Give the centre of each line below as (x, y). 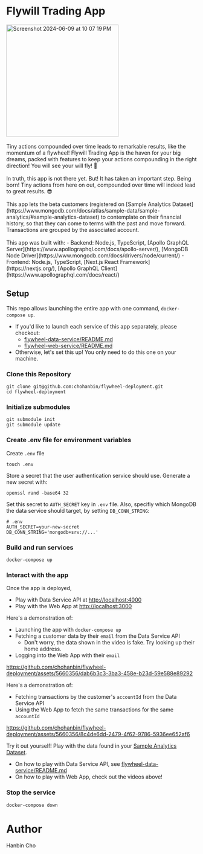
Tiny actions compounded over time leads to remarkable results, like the (96, 146)
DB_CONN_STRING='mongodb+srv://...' (52, 532)
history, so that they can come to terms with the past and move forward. (96, 223)
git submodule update (34, 425)
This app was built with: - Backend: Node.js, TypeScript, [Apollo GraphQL (98, 242)
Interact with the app (37, 575)
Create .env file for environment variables (69, 440)
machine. (27, 358)
